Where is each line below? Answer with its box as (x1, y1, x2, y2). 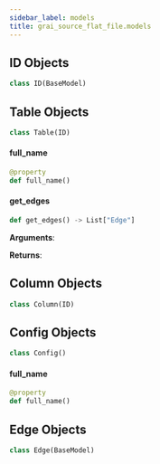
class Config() (9, 349, 67, 358)
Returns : (9, 250, 42, 260)
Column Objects (9, 276, 102, 291)
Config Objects (9, 325, 97, 340)
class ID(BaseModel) (9, 79, 88, 89)
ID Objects (9, 55, 70, 71)
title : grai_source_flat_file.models (9, 22, 152, 31)
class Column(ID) (9, 299, 75, 308)
